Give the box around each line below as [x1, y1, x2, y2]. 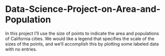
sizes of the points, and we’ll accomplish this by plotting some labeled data [5, 41, 159, 47]
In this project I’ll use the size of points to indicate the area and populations [5, 30, 160, 36]
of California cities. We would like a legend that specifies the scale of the [5, 36, 155, 42]
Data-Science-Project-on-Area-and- [5, 3, 161, 15]
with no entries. [5, 46, 37, 52]
